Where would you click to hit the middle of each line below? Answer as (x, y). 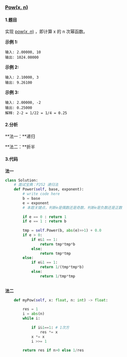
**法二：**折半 (20, 147)
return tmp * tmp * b (58, 244)
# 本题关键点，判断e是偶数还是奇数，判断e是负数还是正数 (73, 208)
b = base (32, 199)
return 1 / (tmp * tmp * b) (62, 267)
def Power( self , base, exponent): (49, 189)
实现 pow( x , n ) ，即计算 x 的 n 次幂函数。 (46, 31)
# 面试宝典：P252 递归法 (36, 185)
